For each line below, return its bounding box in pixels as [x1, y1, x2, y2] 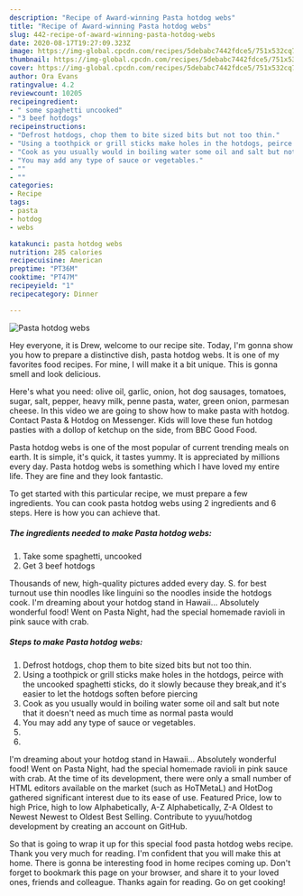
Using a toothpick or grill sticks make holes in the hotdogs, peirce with [22, 669, 284, 679]
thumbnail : [9, 55, 50, 64]
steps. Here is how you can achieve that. [9, 507, 161, 518]
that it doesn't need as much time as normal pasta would [22, 707, 234, 718]
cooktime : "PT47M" [9, 272, 78, 282]
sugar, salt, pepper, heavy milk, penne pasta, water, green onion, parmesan [9, 395, 289, 406]
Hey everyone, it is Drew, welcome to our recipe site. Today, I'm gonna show [9, 339, 294, 350]
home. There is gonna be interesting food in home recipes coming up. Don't [9, 857, 291, 868]
